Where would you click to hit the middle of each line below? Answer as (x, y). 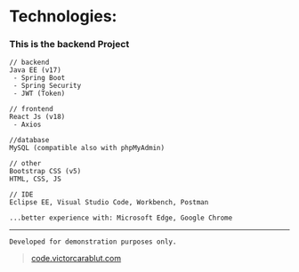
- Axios (27, 125)
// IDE (21, 195)
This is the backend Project (69, 44)
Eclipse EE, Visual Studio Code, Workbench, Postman (109, 203)
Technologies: (63, 16)
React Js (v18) (37, 117)
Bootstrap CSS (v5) (45, 172)
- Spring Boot (39, 78)
